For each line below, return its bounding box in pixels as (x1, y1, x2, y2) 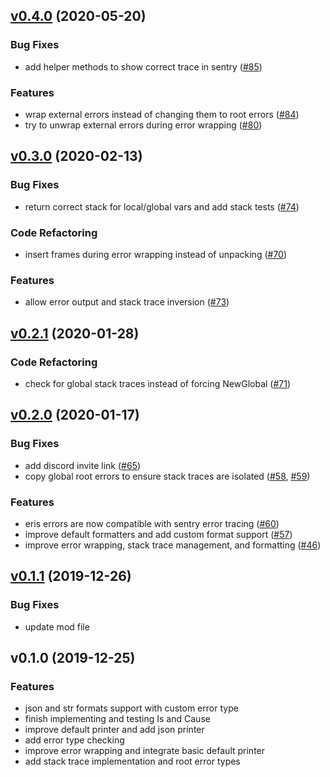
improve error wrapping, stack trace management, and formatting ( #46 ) (24, 539, 322, 551)
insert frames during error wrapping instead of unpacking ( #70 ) (24, 248, 288, 260)
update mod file (24, 620, 90, 633)
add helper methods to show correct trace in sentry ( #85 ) (24, 60, 263, 73)
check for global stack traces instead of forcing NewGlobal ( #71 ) (24, 377, 292, 389)
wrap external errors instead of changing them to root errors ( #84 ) (24, 108, 300, 120)
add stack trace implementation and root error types (24, 755, 241, 768)
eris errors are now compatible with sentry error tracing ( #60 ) (24, 517, 280, 529)
